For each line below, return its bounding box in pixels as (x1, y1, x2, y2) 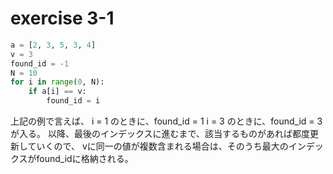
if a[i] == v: (28, 87, 87, 97)
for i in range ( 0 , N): (10, 77, 105, 87)
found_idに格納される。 (36, 153, 134, 165)
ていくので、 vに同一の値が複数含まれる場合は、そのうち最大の (27, 140, 289, 152)
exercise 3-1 (10, 7, 115, 30)
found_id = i (46, 96, 101, 106)
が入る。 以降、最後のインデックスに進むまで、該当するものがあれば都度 (10, 128, 310, 140)
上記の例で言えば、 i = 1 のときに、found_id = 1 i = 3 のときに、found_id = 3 (10, 115, 323, 127)
